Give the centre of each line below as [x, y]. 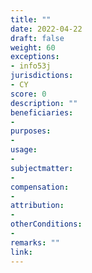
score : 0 [28, 94]
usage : [24, 150]
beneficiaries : [42, 112]
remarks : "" [35, 242]
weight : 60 [33, 47]
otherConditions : [46, 224]
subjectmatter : [42, 168]
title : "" [31, 19]
